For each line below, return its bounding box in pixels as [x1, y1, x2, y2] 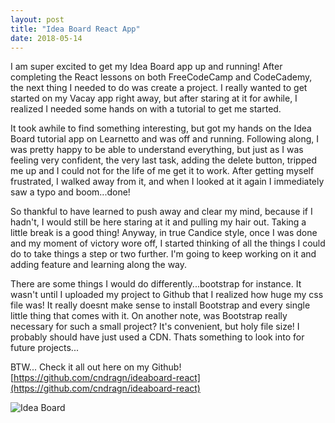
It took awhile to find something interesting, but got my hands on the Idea [10, 122, 312, 135]
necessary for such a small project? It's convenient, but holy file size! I [10, 321, 300, 333]
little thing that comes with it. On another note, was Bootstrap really [10, 310, 288, 322]
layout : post [10, 14, 65, 25]
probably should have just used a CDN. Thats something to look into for [10, 331, 305, 343]
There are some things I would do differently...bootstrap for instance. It [10, 278, 302, 290]
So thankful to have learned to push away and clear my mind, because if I [10, 206, 313, 218]
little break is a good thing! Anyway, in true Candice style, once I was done [10, 227, 318, 239]
